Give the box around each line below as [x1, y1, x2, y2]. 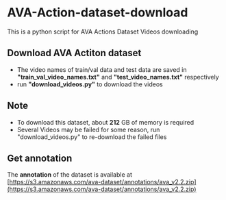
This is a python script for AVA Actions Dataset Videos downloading [7, 27, 199, 36]
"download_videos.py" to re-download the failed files [16, 132, 167, 141]
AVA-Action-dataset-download [7, 5, 188, 21]
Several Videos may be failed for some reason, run [16, 125, 160, 134]
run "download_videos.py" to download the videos [16, 80, 163, 88]
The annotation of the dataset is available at [7, 171, 132, 179]
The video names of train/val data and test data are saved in [16, 65, 187, 73]
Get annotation [7, 152, 73, 164]
